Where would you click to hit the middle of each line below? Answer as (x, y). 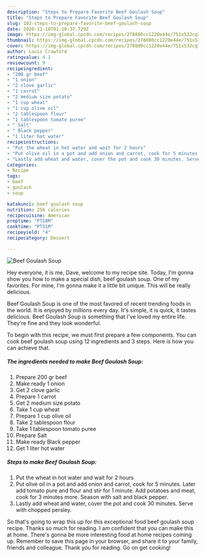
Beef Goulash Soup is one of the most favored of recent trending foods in (99, 303)
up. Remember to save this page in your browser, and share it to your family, (102, 541)
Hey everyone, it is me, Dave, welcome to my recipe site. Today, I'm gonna (100, 272)
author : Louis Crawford (37, 52)
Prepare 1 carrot (36, 396)
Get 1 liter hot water (40, 448)
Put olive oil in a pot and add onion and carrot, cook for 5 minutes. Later (106, 484)
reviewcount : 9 (26, 63)
